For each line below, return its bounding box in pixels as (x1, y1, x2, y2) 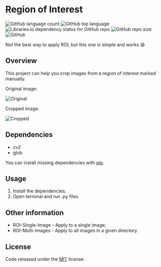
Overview (5, 57, 37, 65)
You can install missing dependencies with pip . (5, 159, 105, 166)
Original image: (5, 85, 37, 92)
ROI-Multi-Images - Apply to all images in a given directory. (12, 227, 138, 234)
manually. (5, 76, 26, 82)
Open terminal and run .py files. (12, 193, 79, 200)
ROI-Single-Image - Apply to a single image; (12, 222, 107, 228)
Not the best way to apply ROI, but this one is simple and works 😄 (5, 41, 145, 47)
